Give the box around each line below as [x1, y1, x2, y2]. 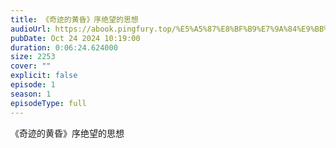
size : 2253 [10, 52, 56, 62]
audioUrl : [10, 24, 52, 34]
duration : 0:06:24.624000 [10, 42, 118, 53]
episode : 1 [10, 80, 56, 90]
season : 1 [10, 89, 52, 99]
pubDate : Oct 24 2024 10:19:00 [10, 33, 141, 43]
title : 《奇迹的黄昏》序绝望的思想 [10, 14, 139, 25]
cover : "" [10, 61, 52, 71]
